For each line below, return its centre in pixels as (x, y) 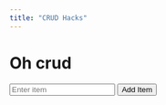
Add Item (137, 89)
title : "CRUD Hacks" (49, 18)
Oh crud (41, 63)
